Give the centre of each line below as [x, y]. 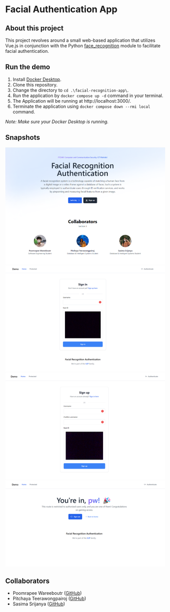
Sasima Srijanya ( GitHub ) [39, 604]
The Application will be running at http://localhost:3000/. [72, 101]
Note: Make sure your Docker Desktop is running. [57, 121]
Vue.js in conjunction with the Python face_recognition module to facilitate [83, 46]
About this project [35, 28]
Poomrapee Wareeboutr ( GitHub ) [47, 593]
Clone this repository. [35, 84]
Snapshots [23, 137]
